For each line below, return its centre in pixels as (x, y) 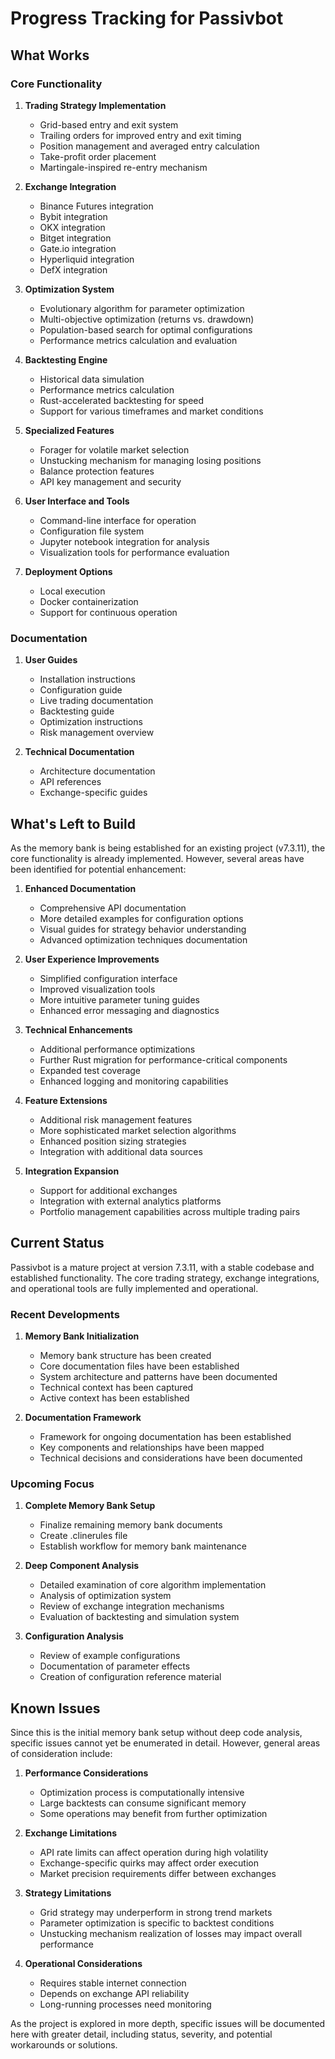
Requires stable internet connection (113, 1983)
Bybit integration (73, 216)
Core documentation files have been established (139, 1366)
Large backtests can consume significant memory (143, 1803)
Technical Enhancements (78, 1029)
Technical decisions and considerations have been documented (171, 1458)
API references (70, 782)
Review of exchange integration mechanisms (132, 1606)
